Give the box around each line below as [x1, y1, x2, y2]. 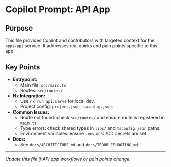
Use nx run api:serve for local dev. [20, 98, 95, 104]
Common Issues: [12, 108, 50, 115]
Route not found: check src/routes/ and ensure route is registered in [20, 114, 165, 120]
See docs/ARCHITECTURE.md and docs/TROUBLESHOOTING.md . [20, 141, 140, 147]
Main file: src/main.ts [20, 81, 66, 88]
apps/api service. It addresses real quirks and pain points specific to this [5, 43, 158, 49]
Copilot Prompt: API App [5, 4, 110, 15]
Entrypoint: [12, 76, 38, 82]
